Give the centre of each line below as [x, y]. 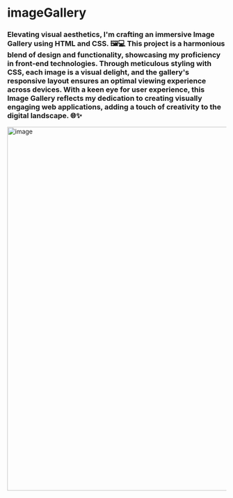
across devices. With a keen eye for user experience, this [106, 90]
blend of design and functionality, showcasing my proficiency [114, 55]
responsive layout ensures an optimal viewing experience [107, 81]
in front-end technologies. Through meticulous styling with [110, 64]
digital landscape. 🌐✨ [45, 116]
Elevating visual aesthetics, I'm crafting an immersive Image [111, 35]
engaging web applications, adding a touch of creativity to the [114, 107]
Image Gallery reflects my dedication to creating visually [105, 99]
